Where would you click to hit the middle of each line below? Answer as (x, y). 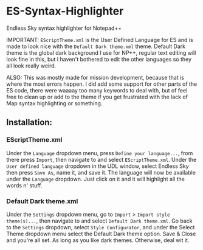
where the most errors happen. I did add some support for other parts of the (102, 84)
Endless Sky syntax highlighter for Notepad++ (64, 28)
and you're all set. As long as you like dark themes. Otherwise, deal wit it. (98, 240)
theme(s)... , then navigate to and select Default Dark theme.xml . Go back (99, 221)
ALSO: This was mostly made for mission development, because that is (95, 77)
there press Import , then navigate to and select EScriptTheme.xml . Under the (101, 159)
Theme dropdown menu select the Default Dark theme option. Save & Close (101, 234)
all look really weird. (31, 66)
